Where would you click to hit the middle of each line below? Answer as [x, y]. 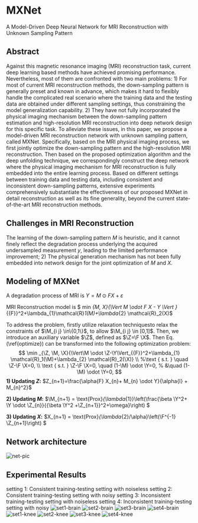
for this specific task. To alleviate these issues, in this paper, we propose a [97, 129]
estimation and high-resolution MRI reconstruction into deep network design [99, 123]
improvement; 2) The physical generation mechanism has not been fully [94, 256]
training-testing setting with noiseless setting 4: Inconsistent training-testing [99, 501]
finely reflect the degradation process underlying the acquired [82, 244]
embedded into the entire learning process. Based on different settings [92, 173]
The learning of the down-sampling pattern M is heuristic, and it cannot [93, 237]
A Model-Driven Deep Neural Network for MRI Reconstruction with [87, 27]
